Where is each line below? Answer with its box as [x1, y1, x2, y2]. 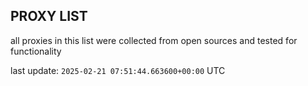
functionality [10, 45, 62, 57]
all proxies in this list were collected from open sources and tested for [10, 34, 298, 46]
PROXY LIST [10, 8, 88, 25]
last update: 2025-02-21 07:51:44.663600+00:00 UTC [10, 64, 226, 76]
